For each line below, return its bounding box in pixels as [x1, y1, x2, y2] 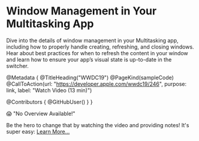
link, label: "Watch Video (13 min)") [6, 86, 92, 94]
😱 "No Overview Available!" [6, 110, 76, 117]
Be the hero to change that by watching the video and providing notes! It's [6, 121, 189, 128]
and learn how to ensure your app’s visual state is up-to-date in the [6, 56, 172, 63]
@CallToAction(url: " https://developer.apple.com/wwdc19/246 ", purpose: [6, 80, 187, 88]
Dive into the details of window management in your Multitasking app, [6, 37, 179, 44]
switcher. [6, 62, 29, 70]
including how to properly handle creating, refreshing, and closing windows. [6, 43, 194, 50]
